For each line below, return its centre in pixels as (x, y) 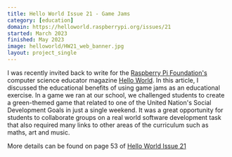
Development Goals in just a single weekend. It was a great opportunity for (115, 110)
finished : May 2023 (36, 40)
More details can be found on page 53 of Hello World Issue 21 (97, 146)
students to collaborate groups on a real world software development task (114, 117)
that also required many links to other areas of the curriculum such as (108, 125)
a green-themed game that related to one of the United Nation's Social (109, 102)
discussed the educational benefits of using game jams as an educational (114, 88)
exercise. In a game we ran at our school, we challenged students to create (116, 95)
